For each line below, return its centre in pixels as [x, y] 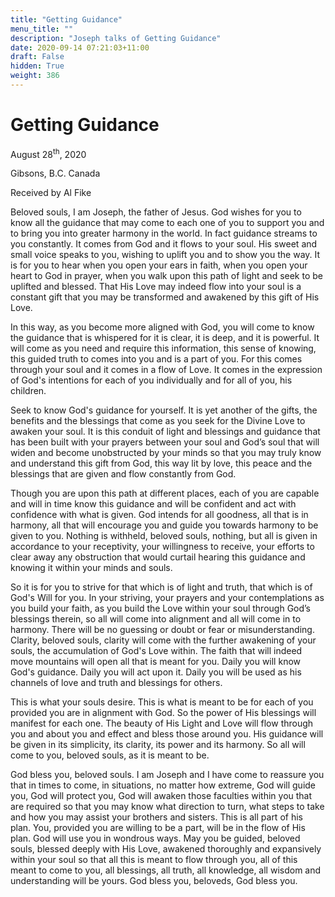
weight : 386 [35, 76]
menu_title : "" [42, 29]
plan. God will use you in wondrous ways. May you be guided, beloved [155, 838]
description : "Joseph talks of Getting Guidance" [116, 38]
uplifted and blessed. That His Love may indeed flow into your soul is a [156, 287]
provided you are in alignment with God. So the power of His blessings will [163, 713]
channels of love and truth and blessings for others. [116, 683]
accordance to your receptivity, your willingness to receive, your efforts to [162, 547]
